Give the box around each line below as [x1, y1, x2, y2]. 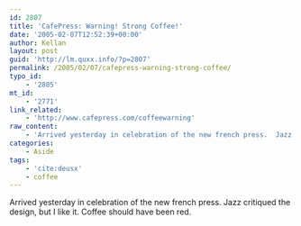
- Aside [25, 147, 54, 156]
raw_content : [9, 122, 59, 131]
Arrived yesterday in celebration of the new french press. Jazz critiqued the [9, 197, 291, 208]
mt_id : [9, 88, 34, 97]
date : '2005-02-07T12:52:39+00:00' [9, 30, 143, 39]
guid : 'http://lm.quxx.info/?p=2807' [9, 55, 151, 64]
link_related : [9, 105, 63, 114]
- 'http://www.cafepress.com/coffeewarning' [25, 113, 196, 122]
